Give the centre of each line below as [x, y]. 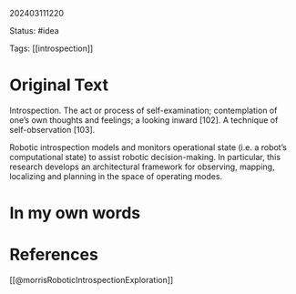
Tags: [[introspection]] [51, 48]
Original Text [59, 85]
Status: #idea [34, 30]
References [54, 255]
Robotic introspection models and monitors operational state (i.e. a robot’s [148, 147]
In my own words [75, 213]
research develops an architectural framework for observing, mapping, [142, 167]
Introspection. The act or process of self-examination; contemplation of [143, 110]
